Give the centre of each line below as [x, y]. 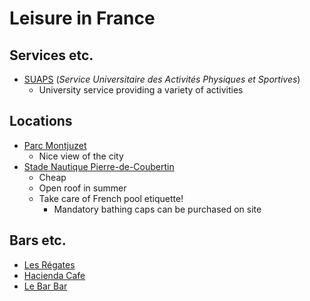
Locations [41, 121]
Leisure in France [82, 18]
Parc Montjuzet [55, 145]
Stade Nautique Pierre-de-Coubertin [99, 166]
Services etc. [51, 55]
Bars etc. [38, 240]
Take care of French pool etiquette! [111, 198]
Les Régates [49, 264]
